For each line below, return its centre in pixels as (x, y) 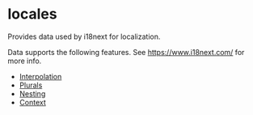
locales (32, 14)
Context (32, 102)
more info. (25, 61)
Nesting (32, 93)
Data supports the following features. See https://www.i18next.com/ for (126, 52)
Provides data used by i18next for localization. (84, 36)
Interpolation (40, 76)
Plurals (31, 85)
